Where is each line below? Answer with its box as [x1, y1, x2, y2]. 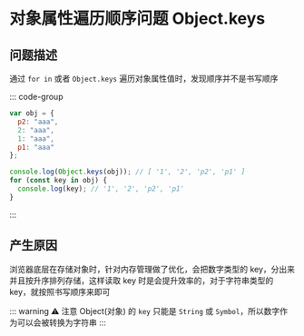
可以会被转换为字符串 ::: [16, 317, 107, 328]
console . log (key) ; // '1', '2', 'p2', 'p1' [17, 184, 184, 193]
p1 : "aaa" [17, 143, 54, 152]
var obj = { [9, 109, 54, 118]
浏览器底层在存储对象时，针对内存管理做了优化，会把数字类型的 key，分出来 [9, 263, 296, 274]
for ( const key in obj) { [9, 176, 107, 185]
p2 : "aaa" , [17, 117, 59, 126]
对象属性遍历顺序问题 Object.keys [9, 8, 266, 29]
